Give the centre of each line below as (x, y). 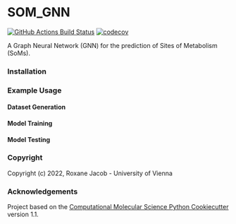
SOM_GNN (39, 12)
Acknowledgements (43, 191)
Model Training (30, 123)
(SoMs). (19, 53)
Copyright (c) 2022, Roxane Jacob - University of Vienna (90, 173)
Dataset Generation (36, 107)
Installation (27, 71)
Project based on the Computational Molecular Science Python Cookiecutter (118, 207)
